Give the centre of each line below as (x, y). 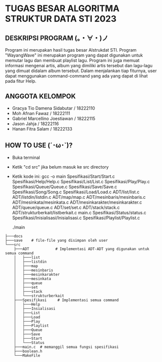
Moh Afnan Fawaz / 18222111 (41, 113)
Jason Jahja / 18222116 (35, 124)
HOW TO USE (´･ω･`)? (39, 145)
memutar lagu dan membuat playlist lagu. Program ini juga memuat (72, 60)
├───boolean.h (28, 351)
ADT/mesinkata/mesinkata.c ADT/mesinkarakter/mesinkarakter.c (77, 202)
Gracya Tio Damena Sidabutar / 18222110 (53, 108)
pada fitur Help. (21, 81)
